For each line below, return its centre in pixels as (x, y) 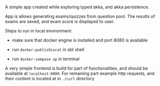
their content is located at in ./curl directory (50, 79)
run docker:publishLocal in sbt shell (48, 50)
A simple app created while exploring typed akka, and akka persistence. (77, 7)
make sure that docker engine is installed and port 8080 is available (80, 40)
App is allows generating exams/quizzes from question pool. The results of (80, 16)
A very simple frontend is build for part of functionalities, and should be (77, 68)
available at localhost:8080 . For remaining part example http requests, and (80, 73)
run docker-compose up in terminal (46, 59)
